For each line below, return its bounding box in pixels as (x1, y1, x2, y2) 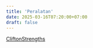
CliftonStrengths (6, 36, 46, 43)
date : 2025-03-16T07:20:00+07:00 (6, 14, 88, 20)
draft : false (6, 19, 38, 25)
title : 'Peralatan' (6, 8, 54, 15)
